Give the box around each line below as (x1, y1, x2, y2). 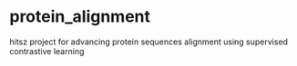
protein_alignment (9, 6, 151, 27)
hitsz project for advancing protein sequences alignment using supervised (9, 36, 289, 47)
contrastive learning (9, 45, 85, 56)
